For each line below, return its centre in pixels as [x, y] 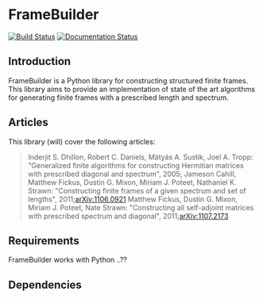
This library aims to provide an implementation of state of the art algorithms [132, 89]
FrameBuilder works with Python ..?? [68, 260]
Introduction [40, 61]
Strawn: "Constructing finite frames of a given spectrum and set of [137, 190]
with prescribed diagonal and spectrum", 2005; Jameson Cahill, [132, 174]
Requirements [44, 241]
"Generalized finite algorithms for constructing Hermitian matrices [135, 165]
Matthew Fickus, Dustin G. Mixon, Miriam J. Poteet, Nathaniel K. [132, 182]
